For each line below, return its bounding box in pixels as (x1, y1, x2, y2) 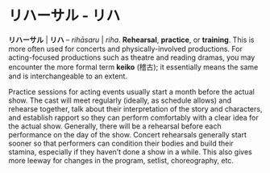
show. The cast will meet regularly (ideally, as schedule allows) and (8, 95, 232, 105)
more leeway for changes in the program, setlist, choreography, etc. (8, 155, 234, 165)
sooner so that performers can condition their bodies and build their (8, 138, 234, 148)
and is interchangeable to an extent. (8, 71, 127, 81)
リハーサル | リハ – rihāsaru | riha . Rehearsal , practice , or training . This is (8, 35, 255, 44)
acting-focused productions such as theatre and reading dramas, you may (8, 53, 255, 62)
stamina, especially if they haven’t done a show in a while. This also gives (8, 146, 252, 157)
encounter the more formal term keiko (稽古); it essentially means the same (8, 61, 259, 72)
